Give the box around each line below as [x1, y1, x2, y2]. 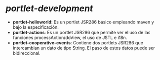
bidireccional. [12, 50, 41, 56]
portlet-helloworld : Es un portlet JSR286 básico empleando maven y [12, 19, 155, 25]
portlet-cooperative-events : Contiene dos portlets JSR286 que [12, 40, 144, 45]
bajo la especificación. [12, 24, 59, 30]
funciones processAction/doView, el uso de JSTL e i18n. [12, 35, 127, 40]
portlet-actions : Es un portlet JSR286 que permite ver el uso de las [12, 29, 151, 35]
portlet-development [5, 3, 93, 14]
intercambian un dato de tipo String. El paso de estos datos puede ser [12, 45, 155, 51]
